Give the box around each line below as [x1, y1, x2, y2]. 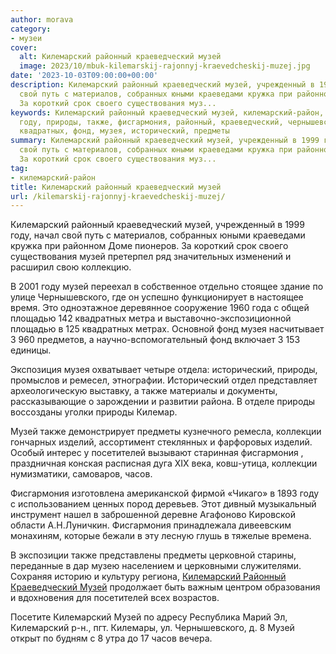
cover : [10, 42, 38, 53]
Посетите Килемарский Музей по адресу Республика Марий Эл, [10, 611, 288, 623]
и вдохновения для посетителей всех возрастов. [10, 592, 220, 604]
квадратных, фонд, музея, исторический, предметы [19, 126, 230, 136]
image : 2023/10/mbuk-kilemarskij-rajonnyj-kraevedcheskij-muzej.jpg [19, 61, 311, 71]
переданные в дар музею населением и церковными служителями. [10, 560, 302, 572]
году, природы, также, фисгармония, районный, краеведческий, [19, 117, 284, 127]
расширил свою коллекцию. [10, 261, 132, 273]
